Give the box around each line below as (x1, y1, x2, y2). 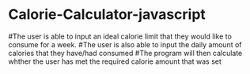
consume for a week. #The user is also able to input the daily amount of (8, 39, 243, 49)
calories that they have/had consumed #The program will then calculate (8, 48, 243, 57)
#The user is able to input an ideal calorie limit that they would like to (8, 31, 232, 41)
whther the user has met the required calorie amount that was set (8, 57, 222, 66)
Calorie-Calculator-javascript (8, 6, 206, 24)
